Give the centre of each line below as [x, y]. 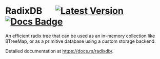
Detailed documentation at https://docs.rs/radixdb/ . [59, 51]
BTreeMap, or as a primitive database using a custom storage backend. [81, 41]
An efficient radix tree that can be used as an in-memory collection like [80, 36]
